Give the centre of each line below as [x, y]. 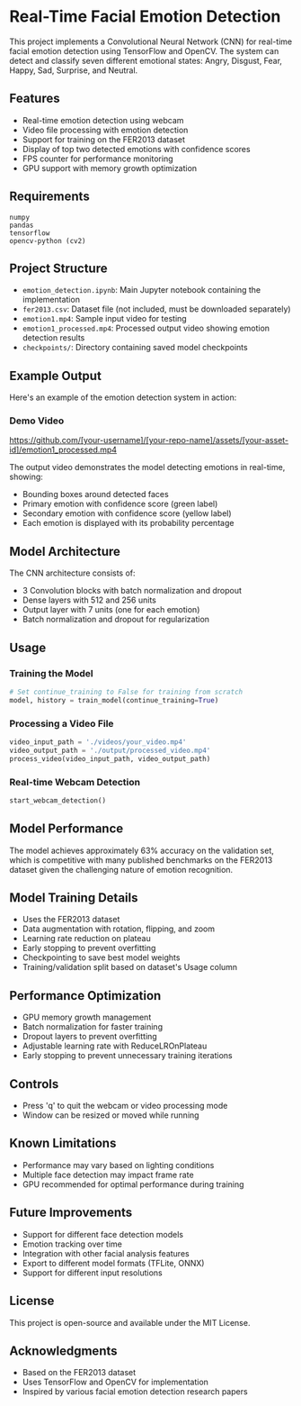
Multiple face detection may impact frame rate [108, 1175]
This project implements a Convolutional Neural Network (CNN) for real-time [151, 41]
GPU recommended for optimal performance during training [133, 1184]
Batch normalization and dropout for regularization [115, 620]
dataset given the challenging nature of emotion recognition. [121, 869]
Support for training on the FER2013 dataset [104, 139]
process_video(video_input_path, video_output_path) [110, 758]
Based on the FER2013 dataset [79, 1373]
